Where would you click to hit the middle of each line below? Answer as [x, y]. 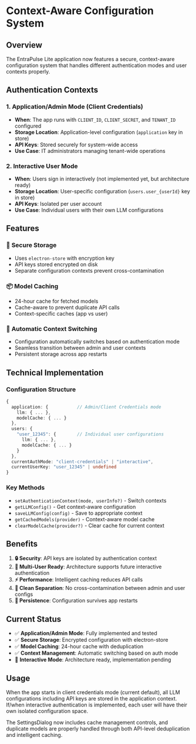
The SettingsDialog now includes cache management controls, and [87, 722]
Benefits [22, 544]
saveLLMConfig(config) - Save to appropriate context [78, 513]
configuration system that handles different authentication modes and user [97, 65]
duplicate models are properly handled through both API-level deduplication [98, 728]
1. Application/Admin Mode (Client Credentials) [75, 107]
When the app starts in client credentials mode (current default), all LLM [93, 692]
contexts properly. [28, 71]
